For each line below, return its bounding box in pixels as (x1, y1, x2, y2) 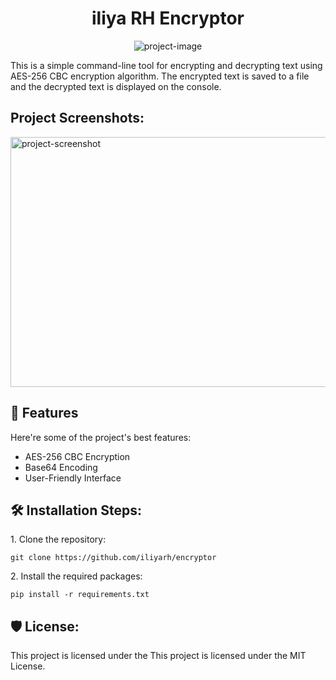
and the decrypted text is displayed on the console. (10, 80, 222, 92)
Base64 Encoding (24, 461, 98, 473)
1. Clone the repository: (10, 533, 107, 546)
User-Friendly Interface (24, 472, 122, 484)
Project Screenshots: (10, 110, 145, 127)
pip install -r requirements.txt (10, 590, 150, 600)
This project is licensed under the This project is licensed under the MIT (10, 650, 307, 662)
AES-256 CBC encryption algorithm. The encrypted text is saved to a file (10, 70, 310, 82)
